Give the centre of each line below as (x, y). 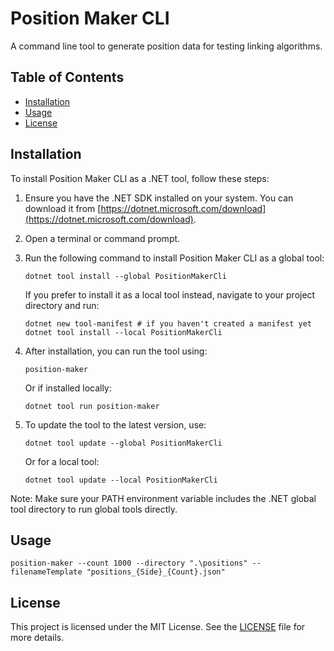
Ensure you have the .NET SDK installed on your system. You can (159, 198)
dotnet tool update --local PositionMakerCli (121, 480)
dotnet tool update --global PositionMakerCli (123, 443)
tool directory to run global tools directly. (94, 509)
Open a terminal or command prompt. (102, 238)
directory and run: (62, 305)
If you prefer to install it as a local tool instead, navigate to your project (170, 294)
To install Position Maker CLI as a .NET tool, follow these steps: (140, 178)
